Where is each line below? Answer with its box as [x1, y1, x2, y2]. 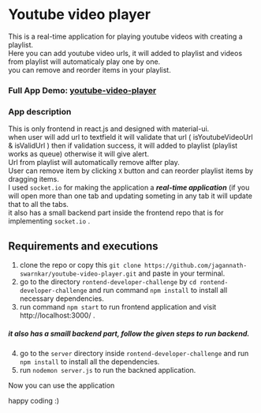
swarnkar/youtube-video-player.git [19, 270, 137, 278]
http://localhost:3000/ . [19, 310, 95, 320]
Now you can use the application [8, 381, 115, 390]
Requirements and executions [8, 239, 158, 253]
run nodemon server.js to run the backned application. [19, 365, 196, 374]
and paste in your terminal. [137, 268, 226, 278]
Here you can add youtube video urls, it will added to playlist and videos [8, 48, 243, 58]
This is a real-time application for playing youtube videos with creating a [8, 32, 243, 41]
